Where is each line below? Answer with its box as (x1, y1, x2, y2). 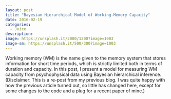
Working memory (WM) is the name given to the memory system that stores (5, 55, 166, 61)
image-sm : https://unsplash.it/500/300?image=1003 (5, 41, 116, 46)
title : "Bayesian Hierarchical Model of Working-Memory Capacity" (5, 12, 150, 17)
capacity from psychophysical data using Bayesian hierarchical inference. (5, 71, 162, 77)
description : (5, 31, 33, 36)
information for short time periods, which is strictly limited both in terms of (5, 60, 163, 67)
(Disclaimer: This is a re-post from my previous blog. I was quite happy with (5, 76, 165, 83)
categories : (5, 22, 31, 27)
